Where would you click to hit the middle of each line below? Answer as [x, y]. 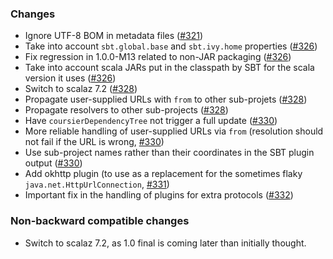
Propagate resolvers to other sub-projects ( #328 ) [126, 110]
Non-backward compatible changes [100, 221]
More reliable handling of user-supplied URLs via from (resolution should [174, 131]
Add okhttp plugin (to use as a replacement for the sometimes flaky [163, 174]
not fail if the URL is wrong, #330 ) [94, 142]
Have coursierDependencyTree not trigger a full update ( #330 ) [151, 121]
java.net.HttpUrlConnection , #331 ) [97, 184]
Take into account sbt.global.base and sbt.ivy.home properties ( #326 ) [171, 46]
